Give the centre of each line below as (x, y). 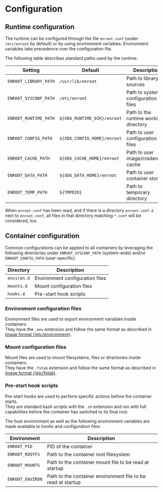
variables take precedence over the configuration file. (59, 49)
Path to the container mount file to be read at (98, 462)
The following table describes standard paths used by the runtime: (72, 58)
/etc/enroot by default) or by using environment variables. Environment (77, 44)
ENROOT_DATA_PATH (27, 175)
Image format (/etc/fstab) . (31, 373)
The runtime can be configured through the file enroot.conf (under (72, 38)
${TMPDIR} (71, 192)
